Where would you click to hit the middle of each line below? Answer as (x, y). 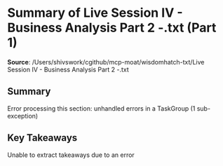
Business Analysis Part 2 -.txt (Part (112, 28)
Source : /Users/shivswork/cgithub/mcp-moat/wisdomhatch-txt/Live (106, 62)
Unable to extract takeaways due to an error (71, 155)
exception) (23, 116)
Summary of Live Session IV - (95, 13)
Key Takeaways (42, 138)
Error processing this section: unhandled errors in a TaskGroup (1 (101, 108)
